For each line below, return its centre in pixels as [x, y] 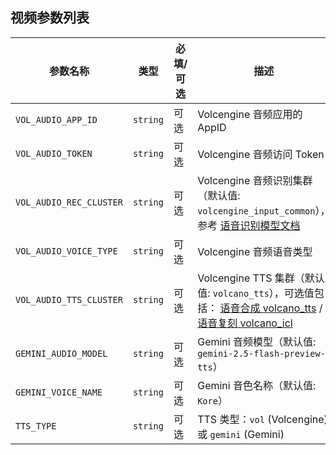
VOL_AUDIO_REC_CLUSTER [69, 202]
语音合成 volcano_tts [268, 308]
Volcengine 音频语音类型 [255, 251]
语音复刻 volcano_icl [245, 323]
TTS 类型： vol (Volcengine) [262, 419]
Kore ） [212, 400]
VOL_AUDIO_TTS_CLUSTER [69, 299]
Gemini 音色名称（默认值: [257, 385]
